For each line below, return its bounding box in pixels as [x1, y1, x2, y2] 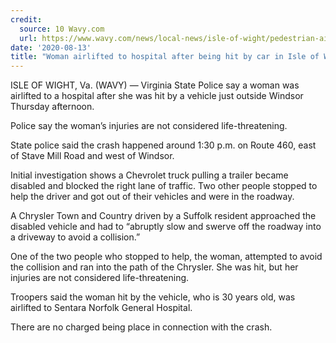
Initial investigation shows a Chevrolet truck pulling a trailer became [10, 169, 289, 181]
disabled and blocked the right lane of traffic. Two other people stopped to [10, 180, 318, 192]
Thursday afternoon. [10, 101, 95, 113]
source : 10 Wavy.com [19, 24, 105, 34]
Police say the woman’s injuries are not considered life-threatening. [10, 120, 288, 132]
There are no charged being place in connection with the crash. [10, 321, 273, 333]
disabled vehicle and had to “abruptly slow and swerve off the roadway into [10, 221, 322, 233]
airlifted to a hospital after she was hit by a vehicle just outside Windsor [10, 90, 304, 102]
